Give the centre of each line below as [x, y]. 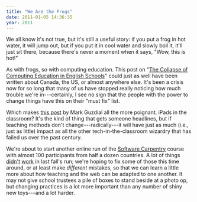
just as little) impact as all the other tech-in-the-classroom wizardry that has [99, 131]
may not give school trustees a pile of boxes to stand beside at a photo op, [97, 180]
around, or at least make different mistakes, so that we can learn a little [93, 168]
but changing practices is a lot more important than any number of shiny [94, 187]
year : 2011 [20, 22]
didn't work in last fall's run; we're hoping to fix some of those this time [93, 162]
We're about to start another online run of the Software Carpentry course [95, 149]
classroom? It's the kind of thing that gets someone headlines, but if [89, 119]
